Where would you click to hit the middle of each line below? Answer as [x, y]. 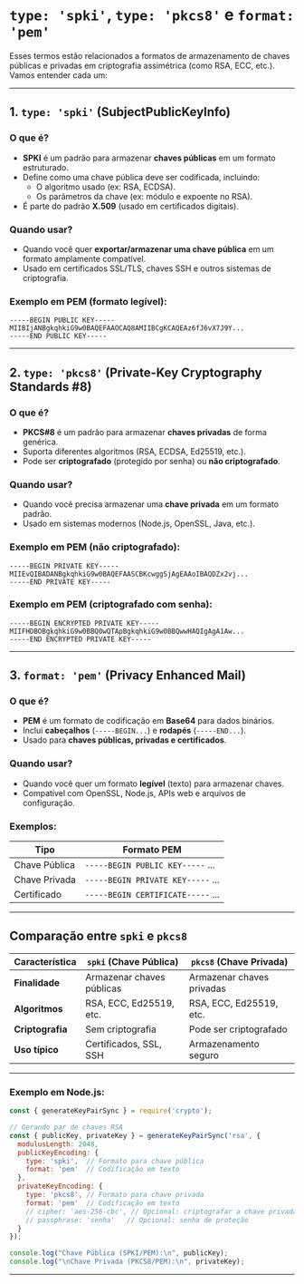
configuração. [48, 802]
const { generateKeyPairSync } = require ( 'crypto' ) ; [111, 1111]
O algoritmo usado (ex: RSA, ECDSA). [106, 187]
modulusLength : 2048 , [58, 1144]
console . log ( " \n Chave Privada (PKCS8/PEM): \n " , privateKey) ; [127, 1262]
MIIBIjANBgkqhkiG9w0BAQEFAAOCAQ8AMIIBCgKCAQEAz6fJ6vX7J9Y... [127, 328]
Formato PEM [152, 850]
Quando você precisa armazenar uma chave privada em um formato [150, 504]
